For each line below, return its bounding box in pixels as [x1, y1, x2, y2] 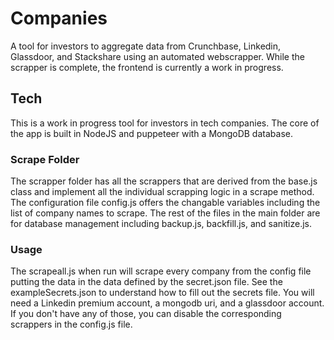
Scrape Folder [10, 152, 80, 166]
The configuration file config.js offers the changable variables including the [10, 197, 321, 209]
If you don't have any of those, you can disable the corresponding [10, 308, 282, 320]
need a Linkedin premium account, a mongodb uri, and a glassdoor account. [10, 297, 325, 309]
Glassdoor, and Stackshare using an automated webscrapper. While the [10, 50, 305, 62]
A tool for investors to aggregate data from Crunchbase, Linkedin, [10, 40, 282, 52]
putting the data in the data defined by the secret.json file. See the [10, 276, 283, 288]
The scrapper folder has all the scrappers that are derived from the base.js [10, 175, 318, 187]
